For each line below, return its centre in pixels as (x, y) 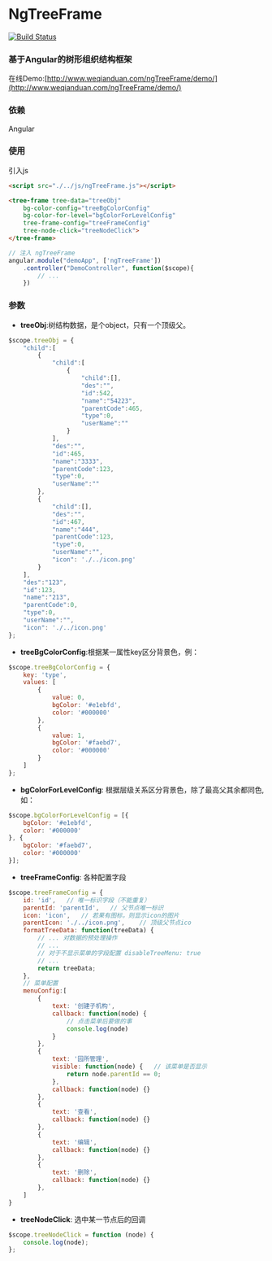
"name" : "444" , (76, 530)
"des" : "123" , (45, 583)
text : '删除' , (74, 1172)
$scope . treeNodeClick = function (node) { (81, 1235)
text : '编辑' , (74, 1142)
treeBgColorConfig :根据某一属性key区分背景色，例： (110, 652)
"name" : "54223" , (108, 401)
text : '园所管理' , (80, 1059)
